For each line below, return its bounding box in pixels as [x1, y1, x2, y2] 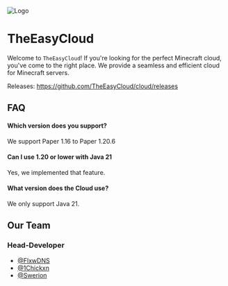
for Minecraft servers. [7, 68, 70, 76]
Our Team [7, 219, 51, 232]
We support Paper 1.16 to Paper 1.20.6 [7, 137, 116, 145]
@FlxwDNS [17, 256, 50, 264]
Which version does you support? [7, 121, 108, 130]
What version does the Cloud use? [7, 184, 109, 192]
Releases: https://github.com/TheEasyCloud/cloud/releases [7, 82, 179, 90]
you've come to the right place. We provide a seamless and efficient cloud [7, 61, 220, 69]
